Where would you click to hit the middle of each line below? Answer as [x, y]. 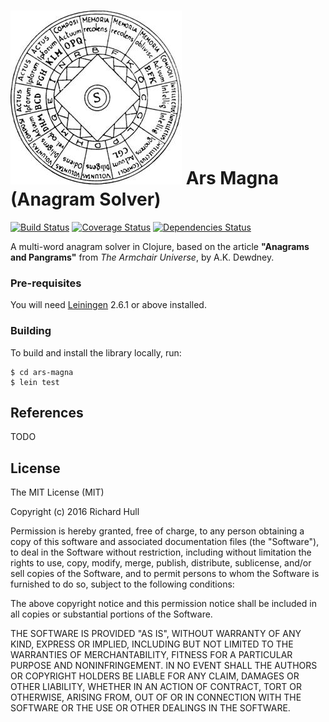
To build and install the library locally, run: [96, 352]
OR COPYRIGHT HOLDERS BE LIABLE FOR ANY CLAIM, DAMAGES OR [155, 676]
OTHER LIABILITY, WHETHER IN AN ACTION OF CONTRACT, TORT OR [156, 687]
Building [31, 331]
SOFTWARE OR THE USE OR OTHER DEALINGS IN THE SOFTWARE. [150, 708]
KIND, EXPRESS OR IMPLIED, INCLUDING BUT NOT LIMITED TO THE [152, 644]
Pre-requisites [46, 283]
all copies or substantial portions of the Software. [111, 614]
